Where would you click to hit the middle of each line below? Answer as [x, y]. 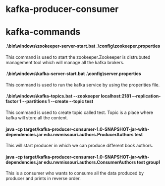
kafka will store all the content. [37, 117]
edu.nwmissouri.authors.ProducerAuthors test [93, 134]
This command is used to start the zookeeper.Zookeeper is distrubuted [78, 57]
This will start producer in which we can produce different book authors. [79, 146]
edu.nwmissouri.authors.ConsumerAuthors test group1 [102, 162]
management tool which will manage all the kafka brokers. [65, 62]
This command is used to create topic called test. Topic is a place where [79, 112]
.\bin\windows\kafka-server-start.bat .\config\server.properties [73, 74]
